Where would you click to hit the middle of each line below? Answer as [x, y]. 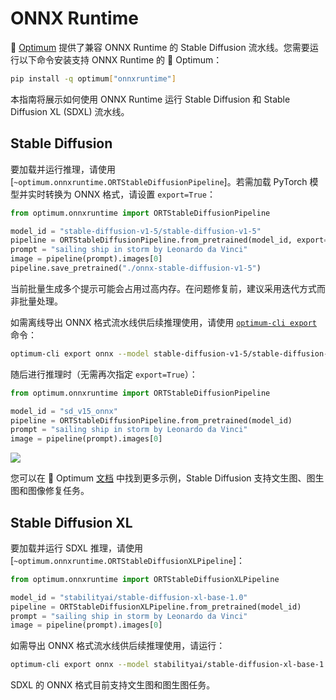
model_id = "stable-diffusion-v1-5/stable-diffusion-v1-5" [136, 231]
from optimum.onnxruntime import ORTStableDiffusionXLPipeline [145, 579]
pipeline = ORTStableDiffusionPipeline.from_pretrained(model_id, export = [169, 240]
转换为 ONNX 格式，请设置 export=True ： [130, 194]
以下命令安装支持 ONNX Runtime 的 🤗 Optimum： [120, 59]
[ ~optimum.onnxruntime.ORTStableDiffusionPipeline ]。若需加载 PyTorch [159, 181]
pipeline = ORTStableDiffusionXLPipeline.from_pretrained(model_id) [156, 607]
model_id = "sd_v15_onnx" [64, 411]
